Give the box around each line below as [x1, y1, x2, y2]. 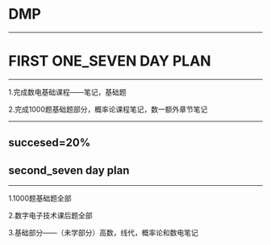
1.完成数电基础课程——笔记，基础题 [8, 87, 127, 97]
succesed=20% [8, 136, 91, 150]
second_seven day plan [8, 163, 130, 177]
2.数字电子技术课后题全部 [8, 211, 93, 221]
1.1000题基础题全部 [8, 193, 72, 203]
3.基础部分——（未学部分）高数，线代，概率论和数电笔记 [8, 228, 199, 238]
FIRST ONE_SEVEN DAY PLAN [8, 52, 211, 70]
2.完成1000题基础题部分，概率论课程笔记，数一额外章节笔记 [8, 104, 208, 114]
